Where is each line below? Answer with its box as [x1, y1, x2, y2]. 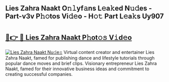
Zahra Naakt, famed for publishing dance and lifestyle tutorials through [5, 55, 155, 61]
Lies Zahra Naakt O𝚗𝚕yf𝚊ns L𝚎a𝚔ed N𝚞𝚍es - [5, 4, 152, 13]
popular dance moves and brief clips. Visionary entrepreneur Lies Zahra [5, 61, 157, 66]
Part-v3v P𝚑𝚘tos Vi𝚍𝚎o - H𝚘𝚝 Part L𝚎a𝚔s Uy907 [5, 12, 164, 21]
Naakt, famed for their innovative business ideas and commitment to [5, 66, 150, 72]
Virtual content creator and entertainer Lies [63, 49, 155, 55]
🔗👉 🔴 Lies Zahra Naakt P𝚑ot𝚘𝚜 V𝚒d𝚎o [5, 33, 132, 42]
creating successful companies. [5, 71, 73, 77]
